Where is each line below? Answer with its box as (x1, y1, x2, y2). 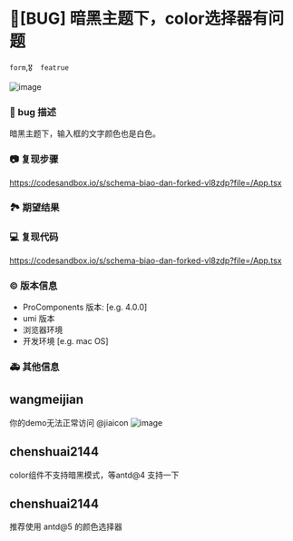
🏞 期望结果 (9, 202, 60, 214)
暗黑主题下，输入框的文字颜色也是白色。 (9, 128, 161, 139)
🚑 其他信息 (9, 360, 60, 373)
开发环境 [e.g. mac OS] (22, 336, 109, 347)
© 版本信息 (9, 279, 58, 291)
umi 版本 (22, 313, 55, 324)
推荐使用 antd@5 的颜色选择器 (9, 521, 122, 532)
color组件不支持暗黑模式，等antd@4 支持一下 (9, 469, 180, 480)
